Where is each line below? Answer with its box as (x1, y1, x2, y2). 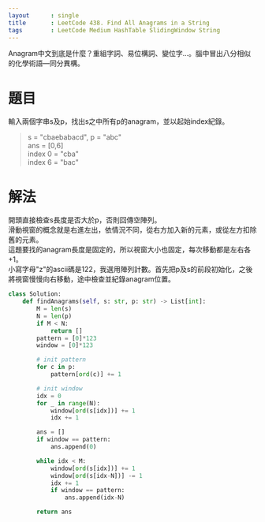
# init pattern (36, 356, 87, 364)
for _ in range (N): (36, 399, 101, 407)
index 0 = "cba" (27, 149, 79, 158)
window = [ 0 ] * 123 (36, 341, 93, 349)
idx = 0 (36, 392, 62, 400)
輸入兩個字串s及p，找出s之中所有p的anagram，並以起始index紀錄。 (8, 117, 230, 126)
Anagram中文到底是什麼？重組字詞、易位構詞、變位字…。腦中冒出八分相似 (8, 49, 251, 58)
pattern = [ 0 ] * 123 (36, 334, 97, 342)
